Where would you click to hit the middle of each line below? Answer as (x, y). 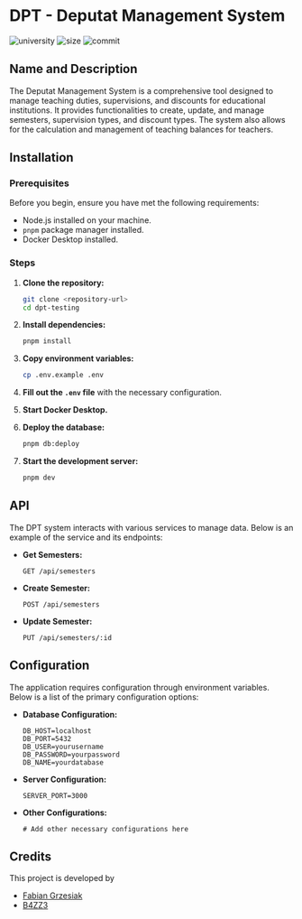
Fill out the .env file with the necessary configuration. (122, 393)
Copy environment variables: (78, 358)
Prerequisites (39, 183)
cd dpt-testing (51, 308)
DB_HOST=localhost (57, 731)
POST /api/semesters (61, 604)
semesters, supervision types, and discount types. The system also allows (147, 119)
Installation (41, 158)
